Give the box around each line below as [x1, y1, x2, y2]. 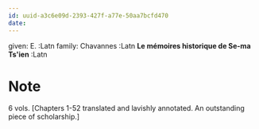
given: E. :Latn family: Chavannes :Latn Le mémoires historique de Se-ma [8, 41, 252, 50]
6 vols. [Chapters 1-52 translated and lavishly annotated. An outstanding [8, 104, 245, 113]
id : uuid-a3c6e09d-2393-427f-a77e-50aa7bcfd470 [8, 11, 169, 20]
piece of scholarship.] [8, 112, 80, 122]
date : [8, 19, 26, 27]
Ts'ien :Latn [8, 49, 48, 59]
